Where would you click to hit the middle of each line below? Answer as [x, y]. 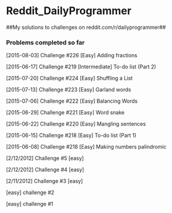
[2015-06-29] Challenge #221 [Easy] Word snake [65, 113]
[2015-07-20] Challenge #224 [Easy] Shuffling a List [70, 78]
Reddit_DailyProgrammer [69, 11]
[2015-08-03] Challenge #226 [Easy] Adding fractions [72, 55]
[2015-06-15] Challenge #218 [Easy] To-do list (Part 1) [71, 135]
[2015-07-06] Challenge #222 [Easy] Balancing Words [72, 101]
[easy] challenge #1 [30, 204]
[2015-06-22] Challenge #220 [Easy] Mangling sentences [76, 124]
